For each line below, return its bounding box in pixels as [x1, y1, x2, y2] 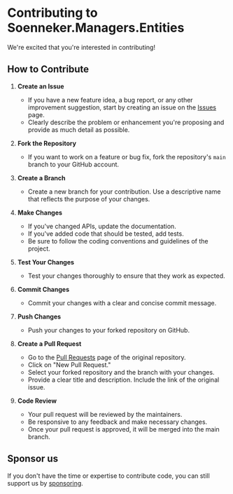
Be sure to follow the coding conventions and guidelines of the [27, 236, 209, 245]
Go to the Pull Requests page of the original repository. [27, 353, 187, 361]
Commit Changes [17, 285, 70, 293]
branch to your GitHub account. [27, 160, 120, 168]
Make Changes [17, 208, 63, 217]
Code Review [17, 396, 57, 405]
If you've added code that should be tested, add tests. [27, 229, 184, 238]
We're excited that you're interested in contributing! [7, 43, 156, 51]
